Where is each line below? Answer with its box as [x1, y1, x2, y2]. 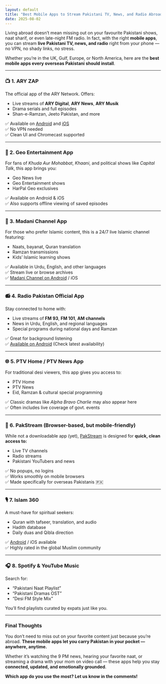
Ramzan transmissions [12, 249, 58, 255]
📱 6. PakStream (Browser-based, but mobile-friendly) [5, 422, 136, 429]
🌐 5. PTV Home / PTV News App [5, 358, 84, 365]
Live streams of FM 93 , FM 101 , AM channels [12, 315, 105, 321]
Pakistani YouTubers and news [12, 458, 75, 464]
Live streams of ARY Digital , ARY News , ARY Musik [12, 100, 119, 106]
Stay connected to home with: [5, 306, 66, 312]
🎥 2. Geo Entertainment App [5, 149, 74, 156]
